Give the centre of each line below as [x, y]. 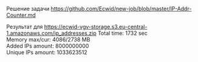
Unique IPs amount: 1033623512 [47, 52]
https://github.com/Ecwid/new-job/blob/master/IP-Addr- [121, 9]
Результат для [25, 27]
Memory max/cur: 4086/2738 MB [48, 39]
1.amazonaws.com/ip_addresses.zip [51, 33]
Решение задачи [28, 9]
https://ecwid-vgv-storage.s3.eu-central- [96, 27]
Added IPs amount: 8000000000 [48, 46]
